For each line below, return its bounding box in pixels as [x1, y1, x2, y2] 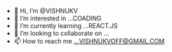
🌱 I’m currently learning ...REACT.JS [13, 22, 118, 30]
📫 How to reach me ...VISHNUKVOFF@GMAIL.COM [13, 37, 165, 45]
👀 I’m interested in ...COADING [13, 14, 102, 22]
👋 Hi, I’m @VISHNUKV [13, 7, 79, 15]
